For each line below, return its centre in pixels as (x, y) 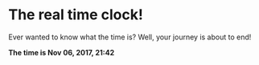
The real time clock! (76, 15)
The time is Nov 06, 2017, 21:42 (62, 52)
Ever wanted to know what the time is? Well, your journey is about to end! (130, 37)
